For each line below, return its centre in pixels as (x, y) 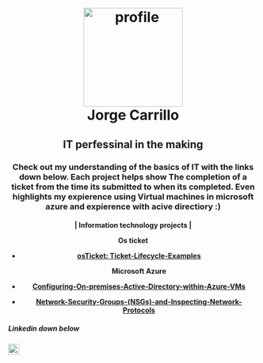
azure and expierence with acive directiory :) (133, 206)
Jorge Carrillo (133, 115)
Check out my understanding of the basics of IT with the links (133, 167)
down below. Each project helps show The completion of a (133, 176)
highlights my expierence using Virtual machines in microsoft (133, 196)
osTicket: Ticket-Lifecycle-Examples (139, 256)
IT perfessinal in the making (133, 144)
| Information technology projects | (133, 225)
